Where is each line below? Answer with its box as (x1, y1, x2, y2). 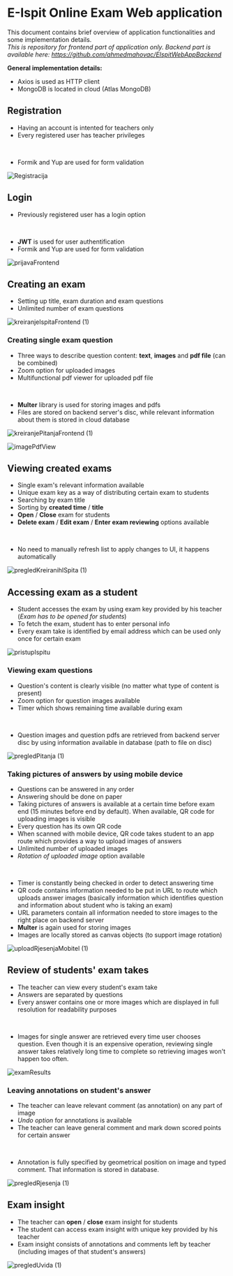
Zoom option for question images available (17, 696, 141, 704)
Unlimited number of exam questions (17, 304, 124, 313)
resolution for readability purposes (17, 1005, 117, 1014)
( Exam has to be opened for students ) (17, 612, 127, 621)
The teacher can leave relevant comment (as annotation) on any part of (17, 1101, 223, 1109)
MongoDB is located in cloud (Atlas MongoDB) (17, 84, 151, 93)
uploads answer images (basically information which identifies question (17, 893, 223, 902)
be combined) (17, 358, 58, 367)
